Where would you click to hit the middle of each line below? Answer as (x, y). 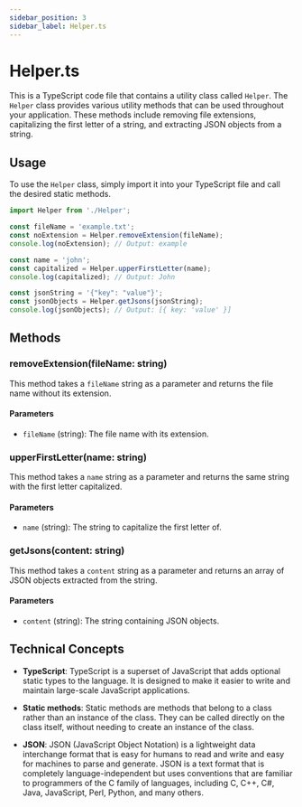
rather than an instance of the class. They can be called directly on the (154, 717)
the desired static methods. (60, 194)
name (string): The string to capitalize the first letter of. (122, 527)
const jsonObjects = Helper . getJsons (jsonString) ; (106, 302)
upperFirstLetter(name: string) (78, 457)
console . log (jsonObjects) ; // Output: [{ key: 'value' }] (120, 310)
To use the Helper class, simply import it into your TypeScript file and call (145, 184)
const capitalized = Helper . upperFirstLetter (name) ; (110, 268)
